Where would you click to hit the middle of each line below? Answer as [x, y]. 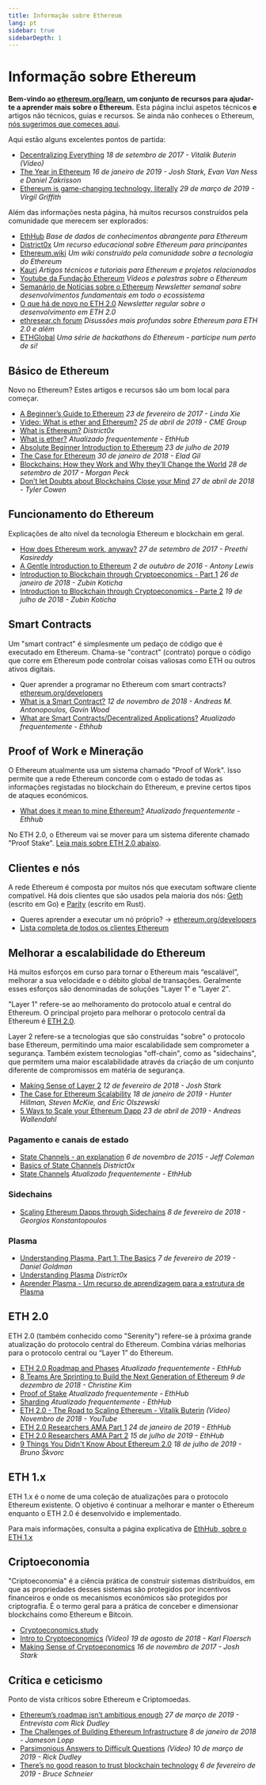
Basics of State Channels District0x [77, 1165]
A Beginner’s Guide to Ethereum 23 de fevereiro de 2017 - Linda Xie [130, 414]
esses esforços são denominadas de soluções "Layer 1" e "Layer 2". [120, 989]
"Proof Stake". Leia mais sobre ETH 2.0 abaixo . [85, 843]
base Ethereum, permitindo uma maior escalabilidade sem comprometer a [129, 1045]
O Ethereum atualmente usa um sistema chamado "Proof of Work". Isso [125, 770]
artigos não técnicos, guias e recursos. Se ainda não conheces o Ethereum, [131, 116]
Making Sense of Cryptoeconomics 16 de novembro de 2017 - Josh [129, 1647]
